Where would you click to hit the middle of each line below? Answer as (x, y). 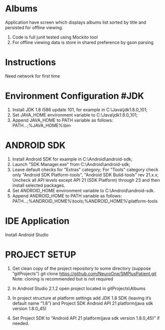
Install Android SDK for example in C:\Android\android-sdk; (72, 159)
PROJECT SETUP (41, 254)
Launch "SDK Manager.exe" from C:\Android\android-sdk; (71, 164)
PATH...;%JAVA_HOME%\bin (41, 125)
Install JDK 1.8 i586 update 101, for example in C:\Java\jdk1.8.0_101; (80, 110)
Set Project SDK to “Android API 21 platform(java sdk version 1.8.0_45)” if (86, 318)
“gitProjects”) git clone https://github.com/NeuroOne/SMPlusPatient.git (84, 273)
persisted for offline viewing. (34, 27)
